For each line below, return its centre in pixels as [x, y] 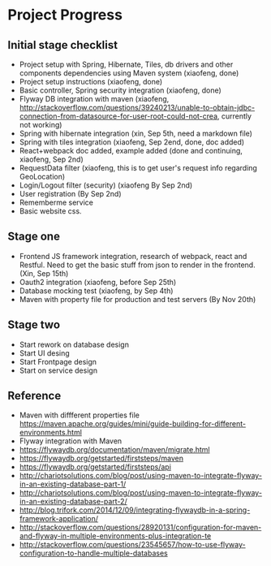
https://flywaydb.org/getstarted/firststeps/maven [101, 458]
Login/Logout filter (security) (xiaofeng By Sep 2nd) [106, 185]
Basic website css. [50, 211]
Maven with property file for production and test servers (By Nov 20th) [138, 299]
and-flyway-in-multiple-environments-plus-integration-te [115, 536]
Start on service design [58, 370]
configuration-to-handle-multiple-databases [93, 553]
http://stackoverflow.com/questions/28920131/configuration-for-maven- [140, 527]
